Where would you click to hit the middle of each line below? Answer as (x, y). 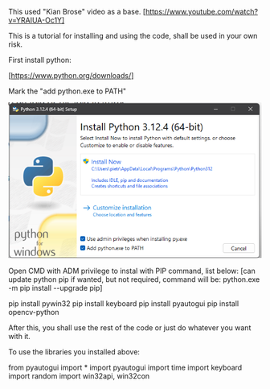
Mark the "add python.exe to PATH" (67, 91)
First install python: (40, 60)
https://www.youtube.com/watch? (202, 12)
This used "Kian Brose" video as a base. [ (77, 12)
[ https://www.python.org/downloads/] (71, 75)
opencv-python (34, 312)
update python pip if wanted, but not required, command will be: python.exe (134, 279)
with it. (19, 337)
